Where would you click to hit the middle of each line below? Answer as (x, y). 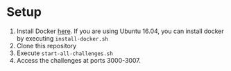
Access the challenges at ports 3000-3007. (78, 60)
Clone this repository (46, 45)
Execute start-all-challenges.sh (65, 53)
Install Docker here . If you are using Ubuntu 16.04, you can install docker (120, 31)
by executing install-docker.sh (62, 38)
